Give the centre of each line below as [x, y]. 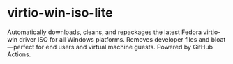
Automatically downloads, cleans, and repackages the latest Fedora [105, 32]
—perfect [21, 47]
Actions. [19, 54]
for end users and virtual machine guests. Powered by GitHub [125, 47]
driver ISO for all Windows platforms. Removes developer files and [114, 39]
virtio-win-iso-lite [60, 13]
